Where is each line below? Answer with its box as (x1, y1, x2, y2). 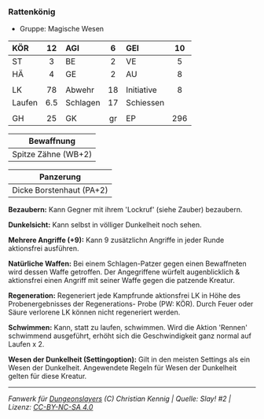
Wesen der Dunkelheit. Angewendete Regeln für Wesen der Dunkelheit (8, 363, 237, 373)
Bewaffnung (28, 136, 76, 147)
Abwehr (65, 85, 94, 96)
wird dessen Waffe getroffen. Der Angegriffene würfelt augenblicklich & (8, 267, 240, 277)
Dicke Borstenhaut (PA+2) (12, 185, 108, 196)
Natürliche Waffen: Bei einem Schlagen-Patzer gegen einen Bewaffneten (8, 259, 247, 269)
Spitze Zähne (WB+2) (12, 149, 93, 160)
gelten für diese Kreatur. (8, 372, 87, 381)
